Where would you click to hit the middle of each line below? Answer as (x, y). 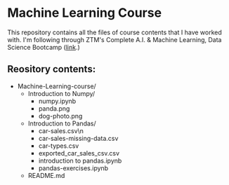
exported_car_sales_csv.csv (79, 153)
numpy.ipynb (57, 101)
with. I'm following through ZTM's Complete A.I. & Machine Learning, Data (115, 39)
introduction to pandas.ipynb (80, 160)
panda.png (54, 108)
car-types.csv (59, 146)
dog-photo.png (60, 116)
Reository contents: (52, 69)
